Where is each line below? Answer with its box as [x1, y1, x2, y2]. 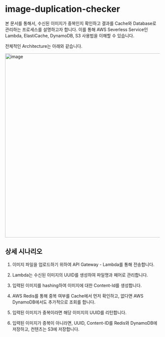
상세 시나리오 [5, 247, 43, 256]
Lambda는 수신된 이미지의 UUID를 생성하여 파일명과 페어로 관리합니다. [12, 272, 148, 278]
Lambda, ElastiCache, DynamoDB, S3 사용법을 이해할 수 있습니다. [5, 33, 135, 38]
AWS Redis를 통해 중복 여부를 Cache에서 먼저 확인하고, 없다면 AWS [12, 293, 144, 299]
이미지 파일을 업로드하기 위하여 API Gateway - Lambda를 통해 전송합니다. [12, 261, 155, 267]
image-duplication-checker [5, 3, 120, 15]
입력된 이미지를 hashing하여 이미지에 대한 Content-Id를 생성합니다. [12, 282, 142, 288]
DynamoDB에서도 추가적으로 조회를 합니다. [12, 299, 96, 305]
